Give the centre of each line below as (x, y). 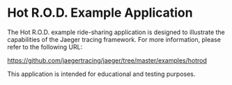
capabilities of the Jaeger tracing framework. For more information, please (114, 39)
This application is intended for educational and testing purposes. (101, 74)
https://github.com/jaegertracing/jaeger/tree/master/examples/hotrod (107, 60)
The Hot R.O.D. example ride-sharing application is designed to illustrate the (116, 32)
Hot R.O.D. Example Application (100, 13)
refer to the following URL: (45, 47)
